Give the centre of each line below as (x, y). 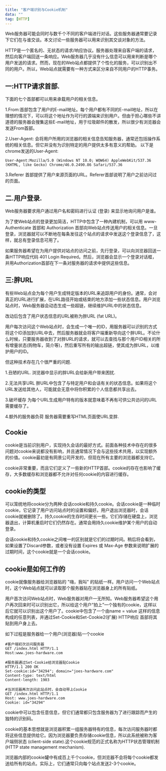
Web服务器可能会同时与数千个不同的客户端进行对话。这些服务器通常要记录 (81, 34)
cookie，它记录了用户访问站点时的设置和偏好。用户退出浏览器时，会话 (77, 510)
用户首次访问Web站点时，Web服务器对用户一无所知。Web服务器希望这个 (80, 599)
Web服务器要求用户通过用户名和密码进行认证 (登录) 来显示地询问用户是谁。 (82, 211)
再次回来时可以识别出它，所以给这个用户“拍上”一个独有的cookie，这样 (81, 605)
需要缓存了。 (18, 406)
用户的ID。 (20, 351)
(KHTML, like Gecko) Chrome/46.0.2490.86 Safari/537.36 (64, 165)
